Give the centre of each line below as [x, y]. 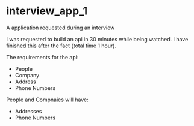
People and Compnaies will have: [47, 100]
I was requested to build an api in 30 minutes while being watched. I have [97, 39]
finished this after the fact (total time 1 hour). [61, 46]
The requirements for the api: [42, 57]
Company [27, 75]
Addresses [28, 111]
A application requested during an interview [61, 28]
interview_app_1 [47, 11]
